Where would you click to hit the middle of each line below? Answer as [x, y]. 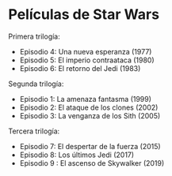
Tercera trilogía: [34, 131]
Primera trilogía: [34, 36]
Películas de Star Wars [84, 15]
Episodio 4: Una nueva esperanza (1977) [86, 51]
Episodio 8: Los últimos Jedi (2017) [77, 155]
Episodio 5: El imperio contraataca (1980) [87, 60]
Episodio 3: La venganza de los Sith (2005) [90, 115]
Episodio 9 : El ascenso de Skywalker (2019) [92, 163]
